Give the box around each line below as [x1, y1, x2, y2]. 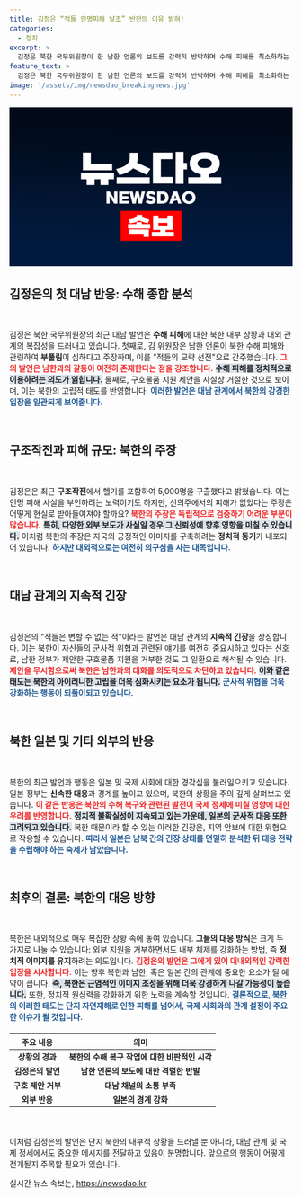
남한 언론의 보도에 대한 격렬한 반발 [80, 1066, 200, 1077]
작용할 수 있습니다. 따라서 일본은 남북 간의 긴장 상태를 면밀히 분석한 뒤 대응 [18, 832, 277, 844]
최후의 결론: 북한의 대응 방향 [9, 890, 155, 905]
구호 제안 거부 [13, 1079, 61, 1091]
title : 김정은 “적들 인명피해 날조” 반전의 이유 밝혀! [9, 14, 185, 23]
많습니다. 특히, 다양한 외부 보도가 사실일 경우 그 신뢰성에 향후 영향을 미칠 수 [9, 519, 270, 530]
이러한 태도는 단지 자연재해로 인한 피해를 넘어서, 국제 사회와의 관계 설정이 [18, 1000, 271, 1011]
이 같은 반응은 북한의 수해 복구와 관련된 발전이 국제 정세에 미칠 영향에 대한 [35, 799, 290, 810]
